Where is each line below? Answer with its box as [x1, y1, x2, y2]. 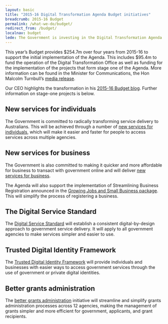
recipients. [5, 313, 27, 319]
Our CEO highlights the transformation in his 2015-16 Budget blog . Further [5, 85, 157, 91]
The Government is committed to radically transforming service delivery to [5, 118, 159, 124]
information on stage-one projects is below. [5, 90, 95, 96]
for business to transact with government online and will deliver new [5, 167, 146, 173]
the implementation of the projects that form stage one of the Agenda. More [5, 64, 161, 70]
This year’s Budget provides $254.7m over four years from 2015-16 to [5, 48, 148, 55]
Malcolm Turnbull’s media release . [5, 75, 76, 81]
